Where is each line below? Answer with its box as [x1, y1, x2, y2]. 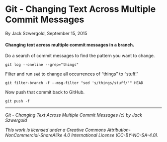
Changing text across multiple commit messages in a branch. [5, 42, 135, 47]
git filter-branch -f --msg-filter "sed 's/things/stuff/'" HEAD [5, 81, 143, 86]
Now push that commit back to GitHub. [5, 89, 85, 95]
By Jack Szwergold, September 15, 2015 [5, 30, 87, 36]
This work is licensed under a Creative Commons [5, 127, 106, 133]
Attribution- [107, 127, 131, 133]
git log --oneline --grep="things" [5, 62, 79, 67]
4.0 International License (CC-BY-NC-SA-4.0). [63, 132, 159, 138]
